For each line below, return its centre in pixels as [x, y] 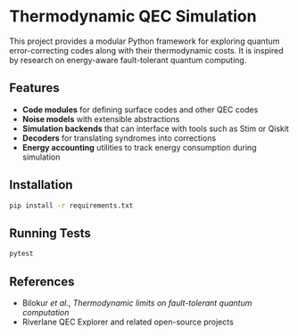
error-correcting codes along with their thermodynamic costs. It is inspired [146, 50]
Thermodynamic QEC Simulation [133, 16]
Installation [41, 185]
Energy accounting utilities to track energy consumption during [139, 147]
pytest [21, 254]
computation [46, 312]
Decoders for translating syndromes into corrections [119, 138]
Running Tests [50, 233]
